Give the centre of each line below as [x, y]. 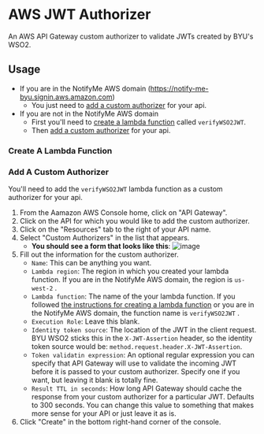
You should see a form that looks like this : [101, 246]
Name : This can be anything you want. [91, 262]
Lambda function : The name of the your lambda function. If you [133, 296]
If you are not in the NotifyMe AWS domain [89, 113]
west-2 [42, 288]
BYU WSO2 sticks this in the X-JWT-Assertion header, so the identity [142, 338]
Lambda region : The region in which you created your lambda [130, 271]
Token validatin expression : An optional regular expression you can [143, 354]
